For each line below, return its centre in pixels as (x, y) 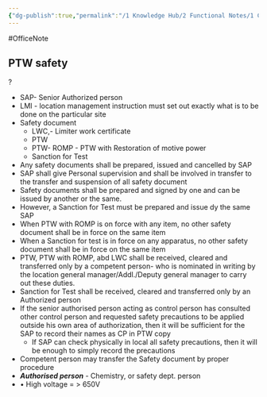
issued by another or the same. (71, 198)
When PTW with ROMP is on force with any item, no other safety (126, 224)
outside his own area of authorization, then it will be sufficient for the (132, 326)
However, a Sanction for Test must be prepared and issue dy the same (135, 207)
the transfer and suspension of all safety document (103, 182)
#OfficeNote (29, 38)
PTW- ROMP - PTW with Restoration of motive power (119, 148)
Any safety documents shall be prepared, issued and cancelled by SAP (136, 165)
